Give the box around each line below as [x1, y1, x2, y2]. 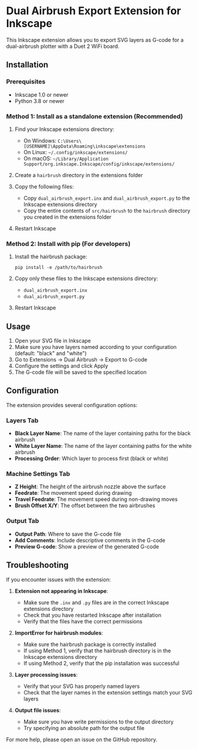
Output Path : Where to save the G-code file [14, 530, 122, 537]
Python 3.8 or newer [14, 97, 65, 104]
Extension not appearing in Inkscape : [14, 587, 108, 594]
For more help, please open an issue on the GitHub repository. [6, 736, 158, 743]
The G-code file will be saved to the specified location [14, 369, 147, 376]
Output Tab [6, 517, 40, 525]
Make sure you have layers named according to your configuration [14, 344, 177, 351]
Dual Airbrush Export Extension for [6, 4, 181, 18]
